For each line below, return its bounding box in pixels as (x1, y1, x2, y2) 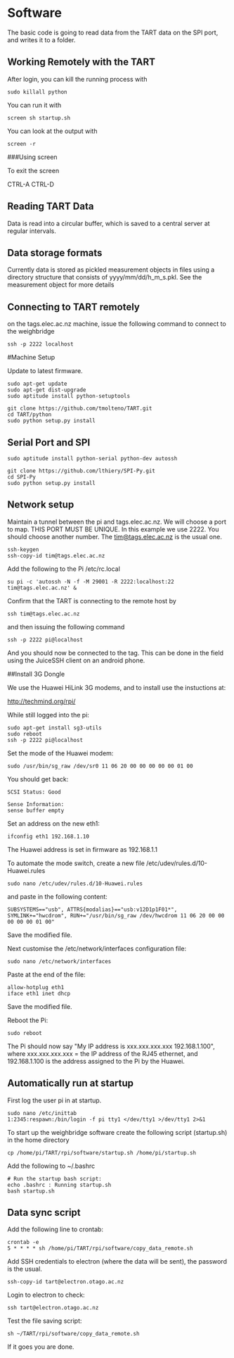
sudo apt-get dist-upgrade (7, 386, 86, 394)
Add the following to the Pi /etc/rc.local (7, 565, 121, 573)
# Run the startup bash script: (7, 1175, 102, 1182)
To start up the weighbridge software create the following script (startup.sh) (7, 1128, 228, 1136)
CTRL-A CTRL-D (7, 180, 55, 188)
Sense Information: (7, 800, 65, 807)
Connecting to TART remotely (7, 301, 141, 313)
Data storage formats (7, 246, 103, 258)
